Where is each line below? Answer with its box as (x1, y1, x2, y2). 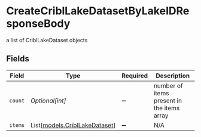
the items (153, 104, 180, 112)
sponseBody (6, 17, 71, 30)
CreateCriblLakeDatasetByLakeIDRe (6, 4, 190, 18)
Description (155, 71, 190, 80)
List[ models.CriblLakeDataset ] (30, 121, 116, 129)
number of (153, 82, 184, 90)
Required (121, 71, 148, 80)
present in (153, 96, 182, 105)
